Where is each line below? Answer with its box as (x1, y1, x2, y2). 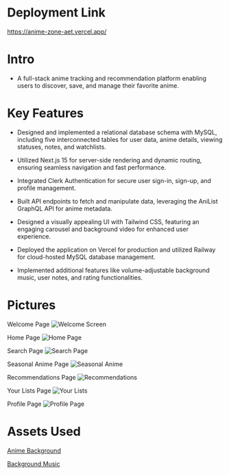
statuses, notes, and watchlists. (16, 143, 106, 151)
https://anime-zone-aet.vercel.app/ (7, 27, 107, 36)
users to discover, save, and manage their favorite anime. (16, 81, 180, 90)
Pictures (7, 297, 56, 313)
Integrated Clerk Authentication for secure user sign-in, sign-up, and (16, 176, 211, 184)
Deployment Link (7, 5, 106, 21)
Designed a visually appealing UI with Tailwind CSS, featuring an (16, 217, 200, 226)
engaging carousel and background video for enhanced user (16, 225, 189, 233)
